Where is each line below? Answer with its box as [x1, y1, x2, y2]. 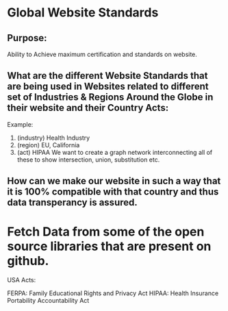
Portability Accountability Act [7, 297, 90, 305]
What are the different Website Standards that [7, 70, 208, 82]
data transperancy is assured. [7, 197, 138, 208]
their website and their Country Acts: [7, 102, 169, 114]
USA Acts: [7, 276, 36, 284]
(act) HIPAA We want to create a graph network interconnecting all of [16, 148, 213, 156]
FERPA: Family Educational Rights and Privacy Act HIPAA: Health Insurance [7, 289, 219, 297]
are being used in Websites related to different [7, 81, 209, 92]
